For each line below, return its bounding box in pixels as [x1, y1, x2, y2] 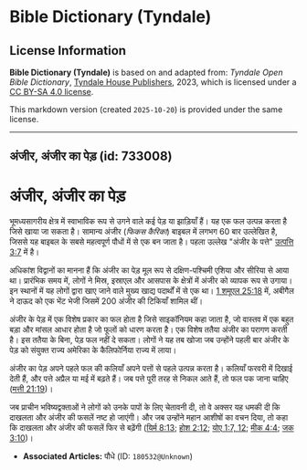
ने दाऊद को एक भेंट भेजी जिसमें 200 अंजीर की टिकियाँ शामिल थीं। [9, 296, 204, 307]
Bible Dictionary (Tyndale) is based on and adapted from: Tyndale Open [9, 67, 283, 78]
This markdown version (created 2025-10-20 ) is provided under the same [9, 104, 283, 115]
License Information [9, 43, 126, 58]
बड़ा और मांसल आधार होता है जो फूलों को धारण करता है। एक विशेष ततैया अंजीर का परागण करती [9, 324, 288, 335]
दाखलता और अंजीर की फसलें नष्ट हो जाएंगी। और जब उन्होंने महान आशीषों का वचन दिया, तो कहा [9, 413, 289, 423]
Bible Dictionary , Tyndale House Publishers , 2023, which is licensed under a [9, 77, 297, 88]
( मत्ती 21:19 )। [9, 383, 54, 394]
